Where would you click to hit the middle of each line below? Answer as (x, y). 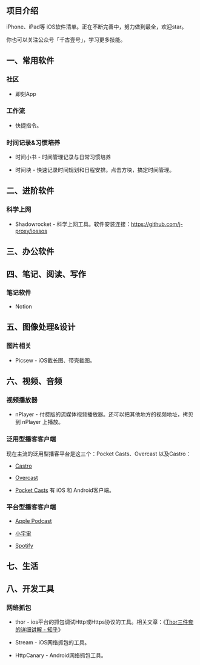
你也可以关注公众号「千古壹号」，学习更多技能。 (66, 39)
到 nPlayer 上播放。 (39, 422)
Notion (23, 306)
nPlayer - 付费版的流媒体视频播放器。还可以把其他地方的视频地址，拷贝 (104, 414)
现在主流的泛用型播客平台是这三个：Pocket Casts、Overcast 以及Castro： (99, 454)
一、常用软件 (30, 60)
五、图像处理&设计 (41, 327)
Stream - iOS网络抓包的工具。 (52, 642)
